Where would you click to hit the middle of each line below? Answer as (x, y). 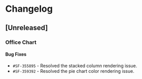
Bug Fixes (16, 55)
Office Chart (21, 42)
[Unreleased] (27, 28)
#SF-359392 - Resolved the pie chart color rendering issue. (74, 71)
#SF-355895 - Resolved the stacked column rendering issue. (75, 65)
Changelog (29, 9)
